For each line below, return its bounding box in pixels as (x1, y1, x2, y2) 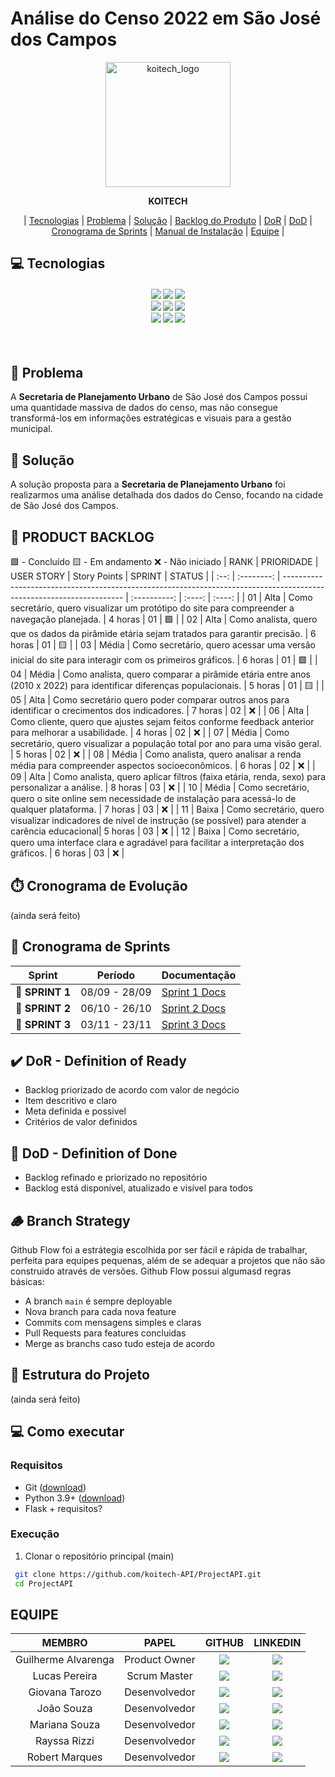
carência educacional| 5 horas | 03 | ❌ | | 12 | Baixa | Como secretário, (10, 825, 300, 837)
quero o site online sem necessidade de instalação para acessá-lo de (10, 792, 297, 804)
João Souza (36, 1702, 93, 1716)
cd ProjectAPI (14, 1578, 74, 1589)
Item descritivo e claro (24, 1095, 118, 1107)
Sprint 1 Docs (161, 985, 227, 999)
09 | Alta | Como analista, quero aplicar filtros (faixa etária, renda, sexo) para (10, 770, 326, 782)
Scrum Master (126, 1669, 193, 1683)
